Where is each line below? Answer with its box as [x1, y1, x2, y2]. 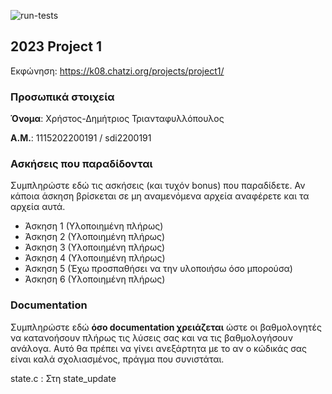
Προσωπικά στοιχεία [10, 90, 115, 104]
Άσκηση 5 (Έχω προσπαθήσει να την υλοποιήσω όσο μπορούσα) [24, 263, 293, 275]
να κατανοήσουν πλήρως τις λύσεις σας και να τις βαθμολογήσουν [10, 331, 293, 344]
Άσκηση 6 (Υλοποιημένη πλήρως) [24, 273, 166, 285]
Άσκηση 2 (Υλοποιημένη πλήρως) [24, 231, 166, 243]
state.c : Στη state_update [10, 372, 117, 384]
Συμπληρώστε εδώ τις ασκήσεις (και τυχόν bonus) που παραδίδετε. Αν [10, 180, 306, 192]
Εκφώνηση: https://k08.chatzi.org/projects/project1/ [10, 65, 225, 77]
